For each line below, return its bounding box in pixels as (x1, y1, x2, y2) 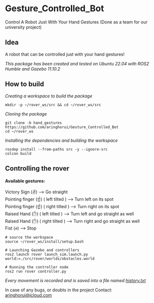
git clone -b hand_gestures (5, 120, 62, 125)
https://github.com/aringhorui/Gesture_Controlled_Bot (5, 125, 119, 130)
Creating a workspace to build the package (5, 93, 93, 99)
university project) (5, 24, 42, 30)
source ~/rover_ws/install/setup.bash (5, 239, 84, 244)
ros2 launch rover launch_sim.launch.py (5, 252, 89, 257)
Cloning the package (5, 111, 47, 117)
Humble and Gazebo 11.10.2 (5, 66, 60, 72)
